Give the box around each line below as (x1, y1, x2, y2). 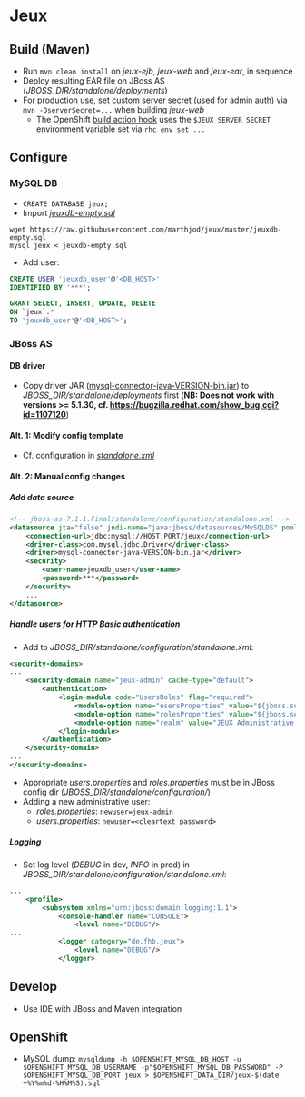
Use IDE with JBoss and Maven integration (22, 1003, 182, 1013)
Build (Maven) (9, 42, 91, 57)
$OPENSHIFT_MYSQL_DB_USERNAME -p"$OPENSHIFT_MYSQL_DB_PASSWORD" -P (22, 1063, 283, 1072)
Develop (9, 979, 57, 994)
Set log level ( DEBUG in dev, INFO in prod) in (22, 859, 191, 870)
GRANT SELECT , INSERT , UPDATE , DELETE (9, 299, 156, 309)
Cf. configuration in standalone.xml (22, 450, 155, 461)
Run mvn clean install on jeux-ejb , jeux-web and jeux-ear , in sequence (22, 65, 293, 76)
